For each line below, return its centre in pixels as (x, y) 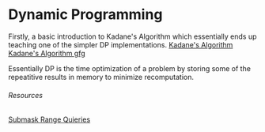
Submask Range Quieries (49, 119)
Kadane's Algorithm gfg (47, 53)
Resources (26, 95)
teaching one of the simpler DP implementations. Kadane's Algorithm (121, 44)
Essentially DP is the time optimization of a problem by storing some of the (130, 68)
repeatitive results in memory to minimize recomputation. (101, 77)
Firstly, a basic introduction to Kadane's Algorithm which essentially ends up (132, 36)
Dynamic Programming (85, 15)
